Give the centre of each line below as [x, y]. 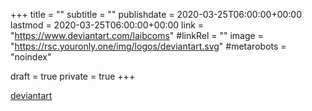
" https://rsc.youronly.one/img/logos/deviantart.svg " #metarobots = [148, 46]
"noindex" [31, 57]
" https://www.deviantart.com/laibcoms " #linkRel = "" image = [137, 35]
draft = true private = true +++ [73, 76]
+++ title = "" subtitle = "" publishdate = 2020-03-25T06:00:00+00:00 [156, 14]
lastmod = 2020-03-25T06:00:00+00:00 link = [107, 25]
